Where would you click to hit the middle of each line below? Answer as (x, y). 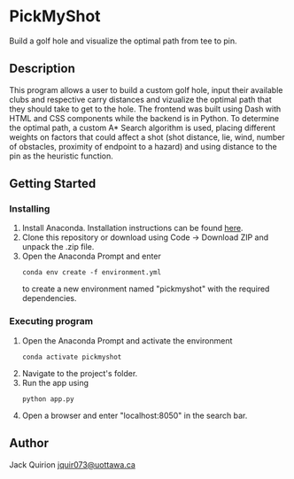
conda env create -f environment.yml (92, 273)
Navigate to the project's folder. (80, 373)
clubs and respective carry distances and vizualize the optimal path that (140, 99)
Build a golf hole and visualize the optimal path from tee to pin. (123, 41)
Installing (30, 209)
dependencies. (49, 298)
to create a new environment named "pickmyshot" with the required (146, 289)
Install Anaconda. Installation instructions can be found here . (132, 228)
